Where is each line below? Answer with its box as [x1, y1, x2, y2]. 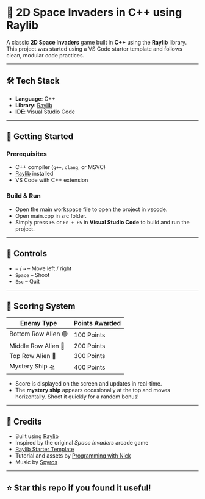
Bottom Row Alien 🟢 [9, 329, 68, 338]
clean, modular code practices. [6, 51, 85, 59]
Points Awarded [73, 319, 121, 328]
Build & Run [6, 192, 41, 200]
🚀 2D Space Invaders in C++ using [6, 5, 182, 20]
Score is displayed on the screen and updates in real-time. [15, 380, 162, 387]
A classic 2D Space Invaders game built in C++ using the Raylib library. [6, 38, 187, 46]
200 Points [73, 342, 106, 350]
